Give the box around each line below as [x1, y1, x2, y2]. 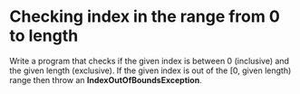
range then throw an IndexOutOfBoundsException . [9, 74, 202, 85]
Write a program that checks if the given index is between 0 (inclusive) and [9, 55, 290, 66]
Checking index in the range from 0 [9, 6, 281, 27]
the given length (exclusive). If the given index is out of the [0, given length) [9, 65, 292, 76]
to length [9, 25, 79, 46]
